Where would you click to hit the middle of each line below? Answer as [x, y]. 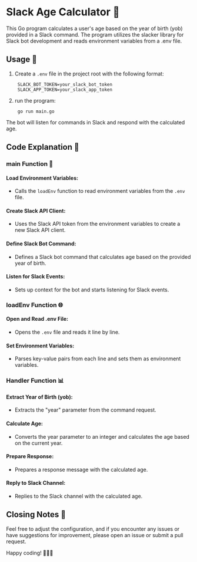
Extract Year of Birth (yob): [39, 397]
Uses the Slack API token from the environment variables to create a [97, 224]
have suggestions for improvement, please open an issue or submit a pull [95, 535]
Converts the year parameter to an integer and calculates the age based [102, 436]
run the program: [35, 100]
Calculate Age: [24, 423]
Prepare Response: [30, 456]
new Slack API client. [40, 230]
